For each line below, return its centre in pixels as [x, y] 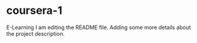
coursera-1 [34, 11]
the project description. [35, 33]
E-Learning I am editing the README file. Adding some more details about [98, 27]
